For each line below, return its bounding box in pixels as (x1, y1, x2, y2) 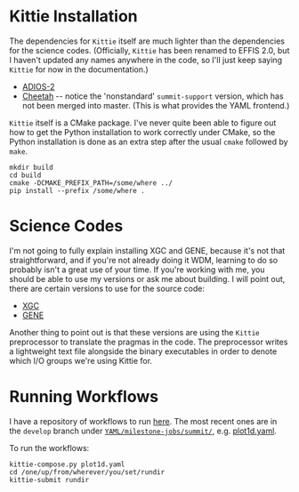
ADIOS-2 (21, 81, 55, 92)
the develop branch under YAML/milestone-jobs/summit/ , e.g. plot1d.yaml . (9, 425, 278, 436)
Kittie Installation (9, 6, 138, 27)
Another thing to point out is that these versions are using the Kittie (9, 327, 260, 337)
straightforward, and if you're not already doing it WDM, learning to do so (9, 254, 279, 265)
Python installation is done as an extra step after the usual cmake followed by (9, 136, 288, 147)
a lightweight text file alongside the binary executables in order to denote (9, 345, 278, 357)
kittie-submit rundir (9, 475, 90, 484)
